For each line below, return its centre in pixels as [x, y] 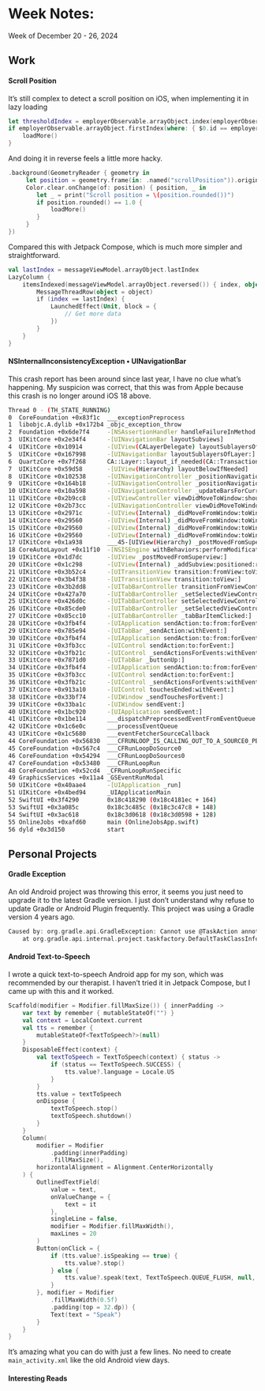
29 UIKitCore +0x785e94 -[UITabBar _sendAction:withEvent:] [118, 631]
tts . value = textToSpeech [79, 1094]
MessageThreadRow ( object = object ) [95, 292]
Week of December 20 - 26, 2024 [63, 36]
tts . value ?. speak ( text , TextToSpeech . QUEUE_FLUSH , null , [160, 1278]
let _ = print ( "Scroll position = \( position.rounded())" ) [136, 195]
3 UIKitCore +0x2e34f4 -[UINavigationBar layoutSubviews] [116, 440]
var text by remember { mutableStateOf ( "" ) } [99, 1013]
